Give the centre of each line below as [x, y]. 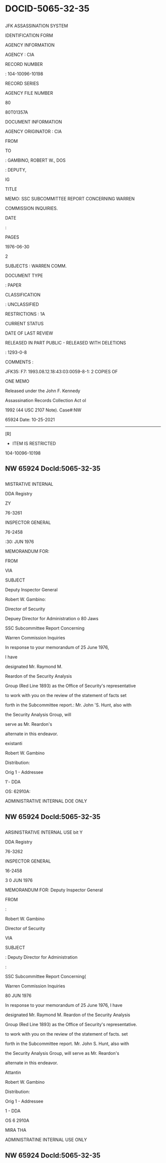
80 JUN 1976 [18, 996]
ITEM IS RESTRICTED [34, 443]
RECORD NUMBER [24, 64]
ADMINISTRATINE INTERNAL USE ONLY [46, 1140]
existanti [14, 744]
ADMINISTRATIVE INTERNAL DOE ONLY [46, 801]
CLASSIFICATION [23, 294]
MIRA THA [16, 1130]
